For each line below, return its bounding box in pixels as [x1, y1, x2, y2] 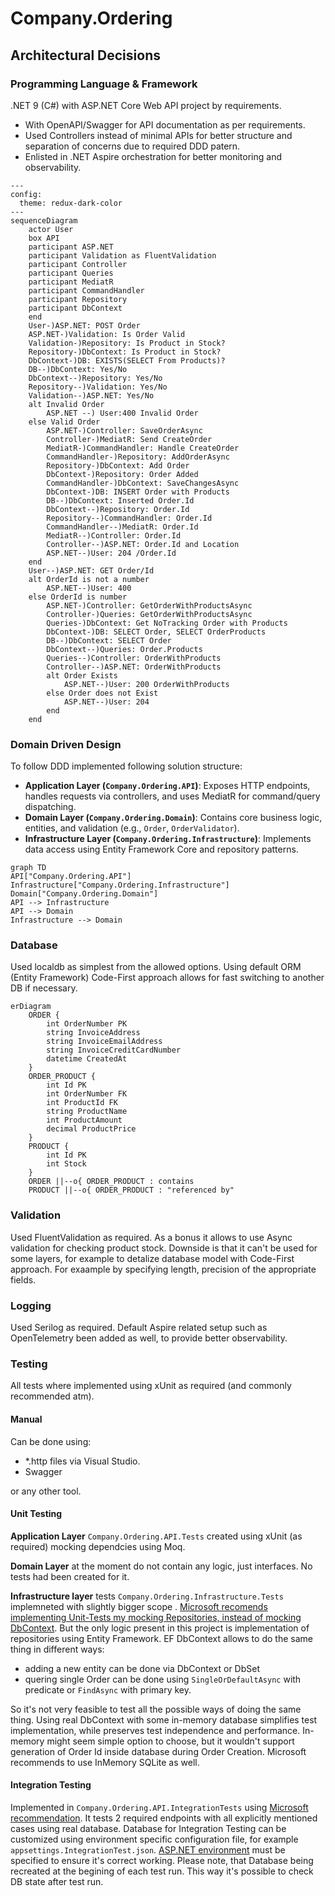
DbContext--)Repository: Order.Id [46, 504, 190, 514]
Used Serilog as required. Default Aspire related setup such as [10, 1322, 268, 1334]
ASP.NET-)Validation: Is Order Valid [28, 329, 186, 339]
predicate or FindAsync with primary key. [24, 1683, 192, 1696]
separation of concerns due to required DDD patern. [24, 140, 241, 152]
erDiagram [10, 1002, 52, 1012]
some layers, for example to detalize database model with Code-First [10, 1252, 295, 1264]
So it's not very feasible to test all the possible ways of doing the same [10, 1703, 302, 1715]
